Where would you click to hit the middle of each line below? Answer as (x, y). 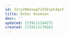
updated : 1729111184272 (29, 23)
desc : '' (14, 18)
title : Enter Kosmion (27, 14)
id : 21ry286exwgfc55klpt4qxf (34, 9)
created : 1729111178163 (29, 27)
